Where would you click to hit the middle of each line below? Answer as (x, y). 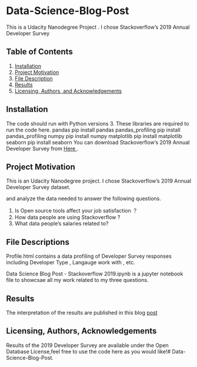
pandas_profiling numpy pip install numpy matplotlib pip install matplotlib (94, 136)
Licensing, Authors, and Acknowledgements (68, 91)
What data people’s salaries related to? (61, 224)
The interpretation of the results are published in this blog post (82, 313)
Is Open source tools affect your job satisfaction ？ (76, 211)
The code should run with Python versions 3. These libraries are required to (98, 123)
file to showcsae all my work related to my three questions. (77, 280)
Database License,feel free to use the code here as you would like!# (89, 351)
